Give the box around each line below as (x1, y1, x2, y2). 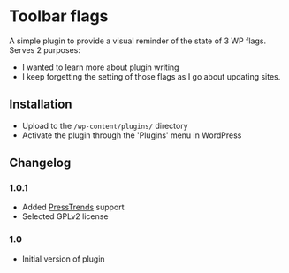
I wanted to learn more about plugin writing (21, 62, 179, 72)
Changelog (9, 155, 72, 171)
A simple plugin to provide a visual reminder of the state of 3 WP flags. (9, 35, 267, 46)
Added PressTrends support (21, 201, 125, 213)
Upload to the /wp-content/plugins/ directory (21, 120, 188, 131)
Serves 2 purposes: (9, 44, 81, 55)
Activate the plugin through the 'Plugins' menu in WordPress (21, 130, 242, 140)
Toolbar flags (9, 6, 109, 27)
